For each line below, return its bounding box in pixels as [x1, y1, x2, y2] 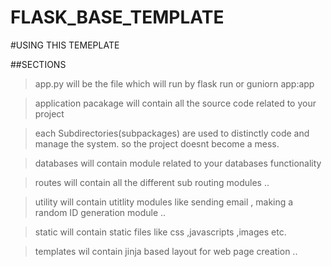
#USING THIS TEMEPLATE [10, 39, 120, 51]
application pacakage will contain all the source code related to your [34, 97, 317, 109]
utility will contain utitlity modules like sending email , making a [34, 196, 294, 208]
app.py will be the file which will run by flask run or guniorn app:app [34, 77, 315, 90]
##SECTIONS [10, 58, 67, 70]
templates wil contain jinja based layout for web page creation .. [34, 245, 298, 257]
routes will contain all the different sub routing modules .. [34, 176, 270, 188]
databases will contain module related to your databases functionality [34, 157, 322, 169]
